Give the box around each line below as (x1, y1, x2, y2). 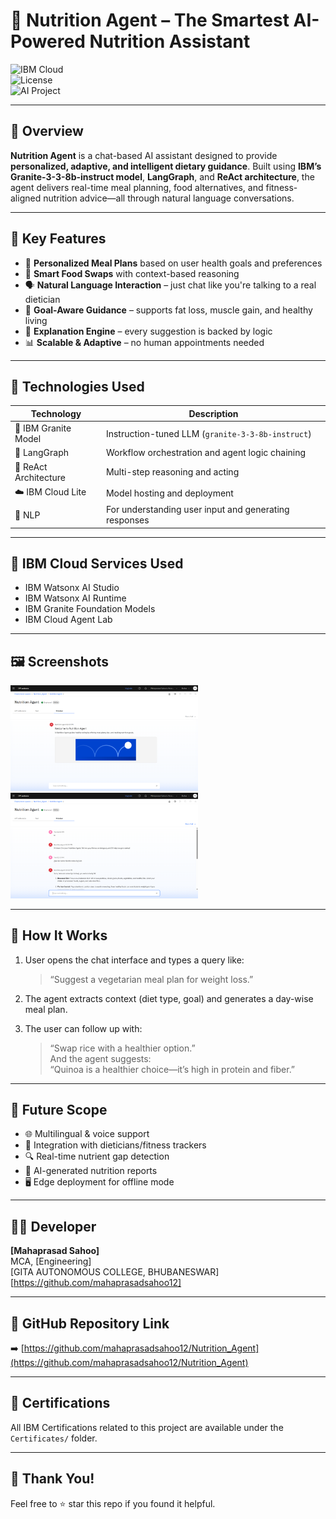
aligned (10, 192, 42, 204)
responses (105, 514, 150, 526)
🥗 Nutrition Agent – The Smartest (10, 9, 290, 32)
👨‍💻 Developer (10, 1218, 97, 1235)
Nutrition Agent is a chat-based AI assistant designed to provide (10, 149, 278, 161)
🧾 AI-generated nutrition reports (24, 1165, 158, 1177)
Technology (30, 407, 82, 419)
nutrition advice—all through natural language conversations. (43, 192, 295, 204)
